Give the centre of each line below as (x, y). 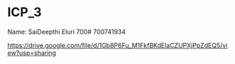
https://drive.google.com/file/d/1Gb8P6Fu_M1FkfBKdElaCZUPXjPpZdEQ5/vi (117, 45)
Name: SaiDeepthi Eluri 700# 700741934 (67, 32)
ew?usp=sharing (32, 53)
